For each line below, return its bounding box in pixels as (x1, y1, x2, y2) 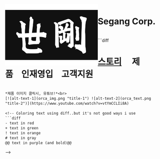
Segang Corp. (98, 16, 156, 27)
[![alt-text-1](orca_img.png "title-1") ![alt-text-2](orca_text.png (5, 96, 152, 101)
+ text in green (5, 125, 39, 130)
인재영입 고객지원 (21, 69, 93, 80)
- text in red (5, 120, 35, 125)
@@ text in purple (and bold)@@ (5, 140, 72, 145)
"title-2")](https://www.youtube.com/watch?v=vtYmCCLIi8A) (5, 101, 129, 106)
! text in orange (5, 130, 41, 135)
